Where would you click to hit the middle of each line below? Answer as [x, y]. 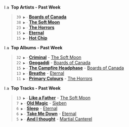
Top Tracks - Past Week [36, 88]
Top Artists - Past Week [36, 7]
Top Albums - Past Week [37, 48]
